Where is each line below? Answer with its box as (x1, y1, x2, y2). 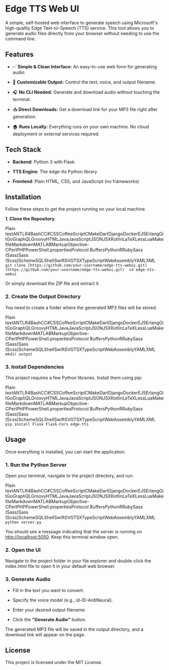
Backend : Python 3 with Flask (12, 159, 75, 165)
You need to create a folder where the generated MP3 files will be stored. (5, 305, 157, 311)
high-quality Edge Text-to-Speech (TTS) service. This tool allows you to (5, 25, 154, 31)
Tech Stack (5, 145, 41, 154)
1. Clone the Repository (5, 216, 55, 222)
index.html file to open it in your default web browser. (5, 563, 116, 569)
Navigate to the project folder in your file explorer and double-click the (5, 558, 152, 564)
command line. (5, 36, 36, 42)
